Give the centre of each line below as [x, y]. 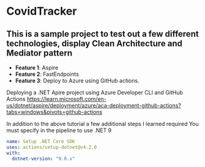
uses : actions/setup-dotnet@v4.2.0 [52, 147]
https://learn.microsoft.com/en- [67, 99]
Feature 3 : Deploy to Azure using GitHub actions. [77, 80]
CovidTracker [42, 11]
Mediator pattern [39, 53]
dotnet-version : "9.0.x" [43, 158]
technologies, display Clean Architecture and [94, 43]
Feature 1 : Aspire [37, 68]
